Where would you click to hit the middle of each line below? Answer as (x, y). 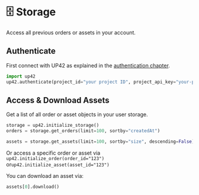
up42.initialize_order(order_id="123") (55, 158)
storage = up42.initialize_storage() (53, 126)
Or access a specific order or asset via (53, 153)
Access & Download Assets (58, 100)
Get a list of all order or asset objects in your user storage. (77, 114)
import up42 (21, 76)
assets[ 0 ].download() (33, 187)
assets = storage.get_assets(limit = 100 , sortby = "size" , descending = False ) (100, 142)
